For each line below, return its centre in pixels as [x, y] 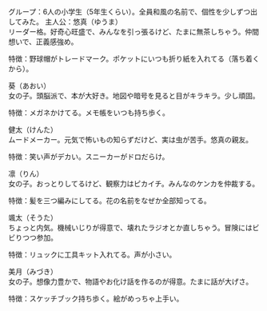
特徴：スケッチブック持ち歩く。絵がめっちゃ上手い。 [96, 299]
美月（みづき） [33, 271]
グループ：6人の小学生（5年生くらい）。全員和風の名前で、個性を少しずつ [130, 12]
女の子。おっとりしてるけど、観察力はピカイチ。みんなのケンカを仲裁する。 [134, 183]
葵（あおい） [29, 86]
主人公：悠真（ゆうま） [84, 22]
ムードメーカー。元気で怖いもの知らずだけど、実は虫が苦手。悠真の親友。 [131, 140]
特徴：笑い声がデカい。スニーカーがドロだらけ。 [89, 157]
